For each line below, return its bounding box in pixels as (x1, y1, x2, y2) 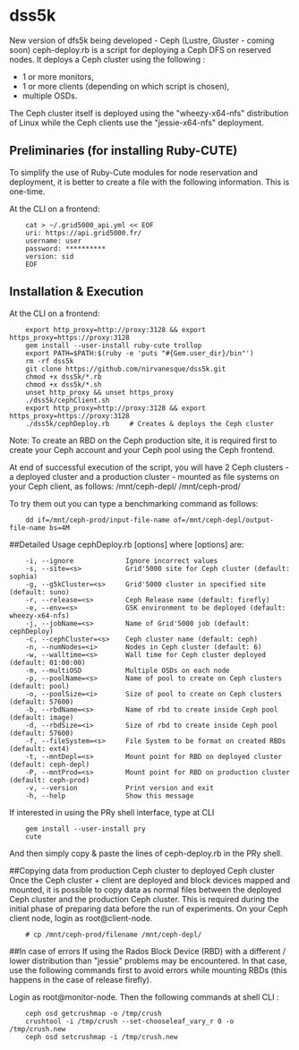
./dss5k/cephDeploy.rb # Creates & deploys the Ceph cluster (25, 419, 275, 428)
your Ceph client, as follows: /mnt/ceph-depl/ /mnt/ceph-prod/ (9, 481, 242, 491)
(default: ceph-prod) (9, 775, 90, 784)
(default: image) (9, 713, 74, 721)
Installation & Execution (9, 284, 144, 300)
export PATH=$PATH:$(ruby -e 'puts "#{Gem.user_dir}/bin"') (25, 348, 254, 358)
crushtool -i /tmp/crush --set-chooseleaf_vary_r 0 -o (25, 1017, 235, 1026)
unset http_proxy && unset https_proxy (25, 388, 175, 397)
